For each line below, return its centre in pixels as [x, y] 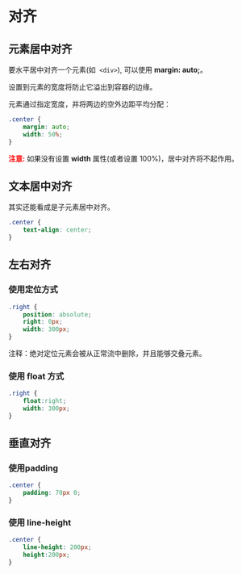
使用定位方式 [33, 290]
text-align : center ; [57, 230]
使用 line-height [40, 523]
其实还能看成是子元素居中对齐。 [61, 207]
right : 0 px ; [43, 322]
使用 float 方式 [36, 376]
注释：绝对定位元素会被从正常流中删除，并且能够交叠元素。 [107, 353]
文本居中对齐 [40, 186]
